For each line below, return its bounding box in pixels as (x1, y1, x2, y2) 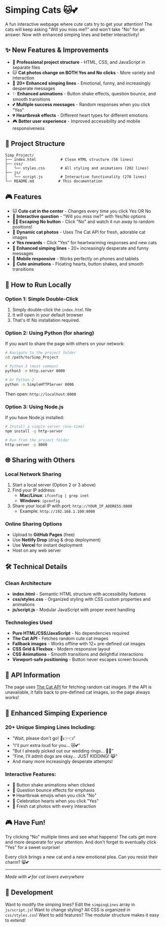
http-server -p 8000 (5, 442, 48, 447)
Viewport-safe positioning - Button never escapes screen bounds (12, 657, 149, 662)
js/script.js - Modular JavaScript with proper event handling (12, 607, 135, 613)
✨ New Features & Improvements (5, 46, 109, 54)
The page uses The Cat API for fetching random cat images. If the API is (5, 684, 152, 690)
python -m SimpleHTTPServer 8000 (5, 382, 74, 387)
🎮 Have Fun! (5, 818, 45, 827)
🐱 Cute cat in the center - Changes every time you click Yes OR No (12, 208, 152, 214)
